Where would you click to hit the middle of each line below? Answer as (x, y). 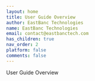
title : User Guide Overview (41, 17)
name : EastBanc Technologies (42, 28)
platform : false (26, 50)
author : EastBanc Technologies (45, 22)
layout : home (22, 12)
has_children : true (30, 39)
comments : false (26, 56)
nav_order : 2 (22, 45)
